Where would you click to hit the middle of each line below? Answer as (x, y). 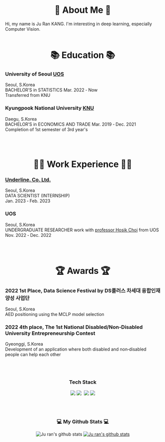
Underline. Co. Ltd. (28, 179)
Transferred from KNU (28, 95)
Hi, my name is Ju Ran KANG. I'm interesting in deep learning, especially (79, 24)
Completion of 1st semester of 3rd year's (47, 129)
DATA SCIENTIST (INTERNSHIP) (37, 196)
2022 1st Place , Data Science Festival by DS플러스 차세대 (73, 290)
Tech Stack (83, 382)
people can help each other (33, 354)
